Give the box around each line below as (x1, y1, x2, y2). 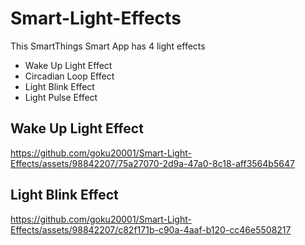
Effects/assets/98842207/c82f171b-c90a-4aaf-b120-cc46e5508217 (10, 223, 292, 236)
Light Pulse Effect (24, 91, 98, 103)
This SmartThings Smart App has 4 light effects (10, 40, 206, 52)
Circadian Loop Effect (24, 70, 115, 82)
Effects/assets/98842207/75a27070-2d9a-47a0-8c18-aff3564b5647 (10, 157, 295, 169)
